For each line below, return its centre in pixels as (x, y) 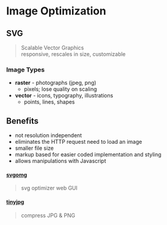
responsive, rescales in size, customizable (73, 54)
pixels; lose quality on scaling (60, 89)
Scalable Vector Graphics (52, 48)
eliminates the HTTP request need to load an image (78, 142)
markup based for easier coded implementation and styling (88, 155)
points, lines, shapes (49, 102)
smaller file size (34, 148)
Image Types (26, 69)
